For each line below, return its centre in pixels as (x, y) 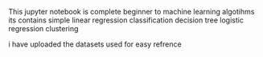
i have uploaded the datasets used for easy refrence (95, 44)
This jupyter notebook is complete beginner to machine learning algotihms (131, 12)
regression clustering (43, 28)
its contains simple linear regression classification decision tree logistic (126, 20)
